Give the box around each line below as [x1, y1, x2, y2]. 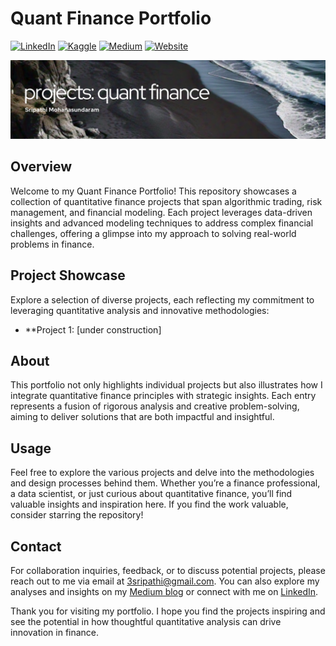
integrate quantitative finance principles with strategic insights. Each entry [10, 390, 317, 402]
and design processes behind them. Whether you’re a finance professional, [10, 477, 321, 489]
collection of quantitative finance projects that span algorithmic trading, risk [10, 195, 323, 207]
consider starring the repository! [10, 509, 144, 521]
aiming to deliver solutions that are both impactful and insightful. [10, 411, 275, 423]
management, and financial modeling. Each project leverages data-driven [10, 206, 313, 218]
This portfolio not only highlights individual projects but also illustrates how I [10, 379, 323, 391]
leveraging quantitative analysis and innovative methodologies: [10, 304, 270, 316]
